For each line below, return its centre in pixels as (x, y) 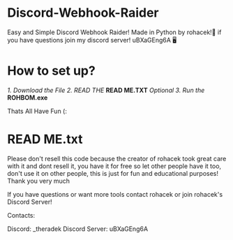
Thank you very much (39, 181)
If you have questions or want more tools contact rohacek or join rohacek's (115, 194)
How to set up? (51, 71)
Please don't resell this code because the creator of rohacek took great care (117, 158)
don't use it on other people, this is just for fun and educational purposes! (113, 173)
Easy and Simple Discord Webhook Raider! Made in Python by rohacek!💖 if (114, 32)
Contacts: (21, 215)
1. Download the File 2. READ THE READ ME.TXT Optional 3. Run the (106, 90)
